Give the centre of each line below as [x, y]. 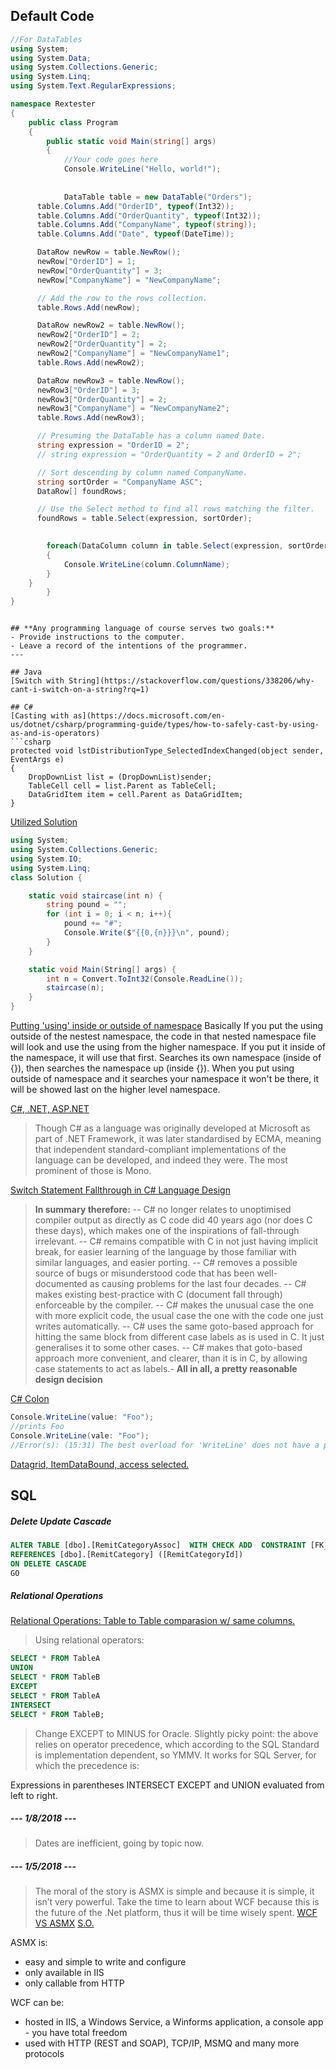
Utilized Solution [44, 822]
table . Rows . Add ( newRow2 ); [90, 362]
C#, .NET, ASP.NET [50, 1109]
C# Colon [30, 1399]
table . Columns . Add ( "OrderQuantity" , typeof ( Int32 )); [149, 215]
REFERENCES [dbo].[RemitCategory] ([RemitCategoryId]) [127, 1554]
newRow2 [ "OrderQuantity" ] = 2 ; [102, 344]
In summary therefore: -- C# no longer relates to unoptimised [163, 1210]
